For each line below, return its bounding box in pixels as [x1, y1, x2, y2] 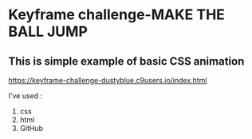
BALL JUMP [8, 22, 88, 41]
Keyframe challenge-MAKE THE [8, 6, 226, 24]
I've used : [8, 91, 43, 101]
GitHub [19, 124, 44, 133]
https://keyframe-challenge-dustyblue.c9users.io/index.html [8, 76, 207, 85]
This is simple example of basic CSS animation [8, 54, 245, 68]
